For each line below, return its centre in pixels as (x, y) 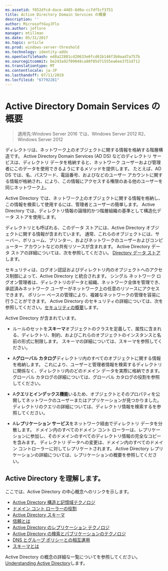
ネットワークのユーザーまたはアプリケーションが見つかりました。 (94, 400)
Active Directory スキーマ (39, 515)
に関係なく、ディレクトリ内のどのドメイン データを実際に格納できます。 (88, 371)
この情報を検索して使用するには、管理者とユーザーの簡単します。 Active (80, 204)
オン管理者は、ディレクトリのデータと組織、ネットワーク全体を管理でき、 (86, 282)
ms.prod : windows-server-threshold (42, 47)
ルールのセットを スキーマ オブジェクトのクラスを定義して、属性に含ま (85, 328)
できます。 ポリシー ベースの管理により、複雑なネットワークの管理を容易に (83, 295)
